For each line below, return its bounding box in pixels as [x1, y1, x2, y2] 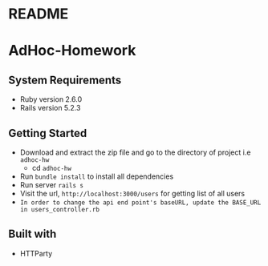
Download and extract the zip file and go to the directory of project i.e [19, 147, 251, 157]
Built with [8, 228, 57, 241]
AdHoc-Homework [8, 42, 136, 60]
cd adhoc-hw [31, 163, 72, 172]
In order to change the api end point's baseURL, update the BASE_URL [19, 199, 262, 207]
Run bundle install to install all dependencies [19, 171, 174, 181]
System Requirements [8, 73, 122, 87]
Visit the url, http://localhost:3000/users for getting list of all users [19, 189, 246, 198]
